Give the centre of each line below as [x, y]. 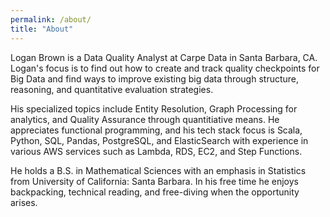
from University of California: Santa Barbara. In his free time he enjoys [155, 181]
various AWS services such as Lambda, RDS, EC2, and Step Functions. [156, 151]
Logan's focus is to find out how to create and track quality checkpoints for [165, 68]
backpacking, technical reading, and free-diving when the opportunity [155, 192]
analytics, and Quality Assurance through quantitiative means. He [145, 119]
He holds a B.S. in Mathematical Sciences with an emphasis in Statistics [158, 170]
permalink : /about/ [51, 19]
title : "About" [42, 29]
